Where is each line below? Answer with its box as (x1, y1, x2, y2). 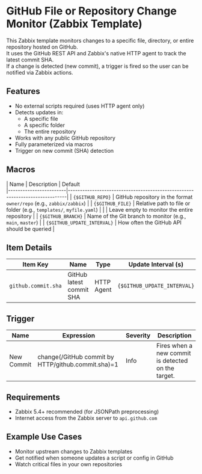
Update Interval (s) (128, 260, 184, 269)
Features (6, 86, 40, 97)
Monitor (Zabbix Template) (6, 17, 142, 31)
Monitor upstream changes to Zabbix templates (14, 448, 133, 455)
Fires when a (156, 342, 193, 350)
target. (156, 372, 176, 380)
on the (156, 364, 174, 372)
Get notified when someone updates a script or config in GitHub (14, 454, 174, 461)
